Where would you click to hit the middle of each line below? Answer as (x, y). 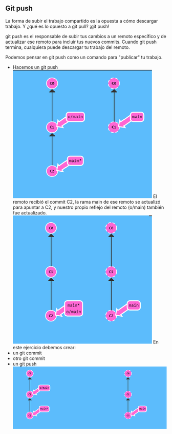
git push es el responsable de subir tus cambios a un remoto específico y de (86, 36)
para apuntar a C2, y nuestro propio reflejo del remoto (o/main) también (88, 207)
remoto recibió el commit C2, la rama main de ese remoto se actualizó (87, 202)
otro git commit (29, 358)
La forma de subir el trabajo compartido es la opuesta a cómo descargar (82, 21)
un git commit (27, 353)
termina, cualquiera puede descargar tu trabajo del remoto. (68, 47)
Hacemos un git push (35, 67)
